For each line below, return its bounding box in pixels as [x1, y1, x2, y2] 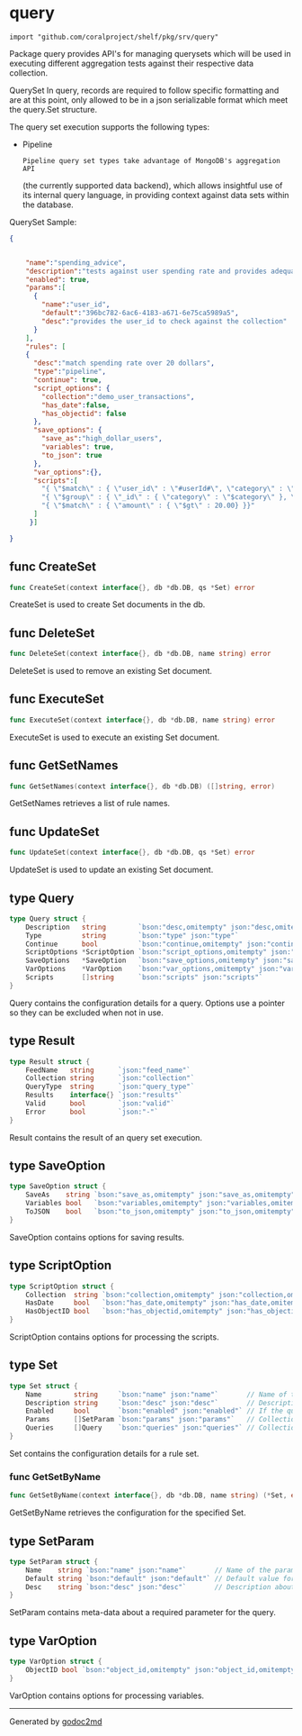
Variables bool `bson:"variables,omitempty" [25, 1199, 203, 1208]
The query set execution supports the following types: [9, 121, 210, 132]
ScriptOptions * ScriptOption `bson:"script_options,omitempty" [25, 948, 268, 957]
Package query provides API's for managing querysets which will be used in [9, 48, 291, 59]
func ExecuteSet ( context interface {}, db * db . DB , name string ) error [9, 715, 276, 724]
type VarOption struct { [9, 1657, 102, 1667]
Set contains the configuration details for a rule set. [9, 1448, 200, 1459]
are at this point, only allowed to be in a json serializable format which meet [9, 94, 289, 105]
